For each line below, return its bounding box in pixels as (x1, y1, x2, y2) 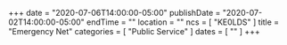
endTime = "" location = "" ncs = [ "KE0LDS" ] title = (86, 17, 280, 27)
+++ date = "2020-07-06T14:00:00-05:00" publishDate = (8, 8, 221, 18)
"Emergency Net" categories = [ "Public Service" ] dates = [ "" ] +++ (8, 26, 260, 36)
